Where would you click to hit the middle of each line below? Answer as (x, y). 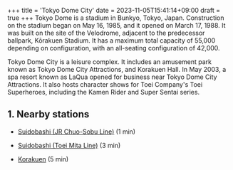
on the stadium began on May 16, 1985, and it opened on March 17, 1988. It (116, 25)
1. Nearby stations (48, 114)
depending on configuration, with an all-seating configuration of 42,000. (114, 48)
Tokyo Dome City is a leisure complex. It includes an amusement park (110, 62)
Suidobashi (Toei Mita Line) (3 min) (69, 145)
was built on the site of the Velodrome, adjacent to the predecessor (106, 33)
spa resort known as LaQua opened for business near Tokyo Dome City (112, 77)
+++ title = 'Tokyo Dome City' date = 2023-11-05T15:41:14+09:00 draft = (114, 10)
